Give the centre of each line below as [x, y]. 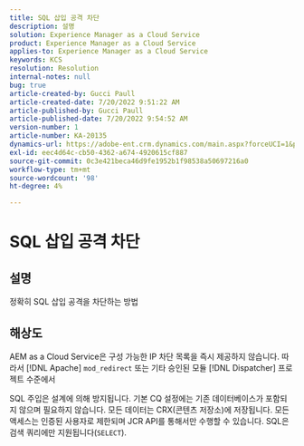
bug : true [28, 85]
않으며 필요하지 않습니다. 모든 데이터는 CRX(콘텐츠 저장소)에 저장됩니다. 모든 [154, 410]
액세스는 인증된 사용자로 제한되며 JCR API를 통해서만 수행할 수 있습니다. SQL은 [149, 421]
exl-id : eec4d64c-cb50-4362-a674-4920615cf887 [99, 152]
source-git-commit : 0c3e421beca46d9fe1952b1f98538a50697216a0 [129, 161]
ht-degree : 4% [36, 187]
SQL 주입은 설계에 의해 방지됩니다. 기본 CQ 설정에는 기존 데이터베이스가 [137, 398]
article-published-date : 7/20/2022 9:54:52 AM [99, 119]
